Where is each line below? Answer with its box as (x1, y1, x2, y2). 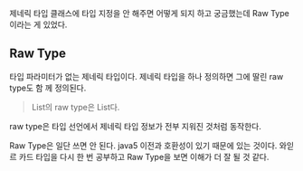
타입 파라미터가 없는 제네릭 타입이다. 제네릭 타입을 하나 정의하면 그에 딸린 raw (9, 71, 284, 81)
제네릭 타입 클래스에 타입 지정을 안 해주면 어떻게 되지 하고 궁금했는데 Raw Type (9, 8, 289, 18)
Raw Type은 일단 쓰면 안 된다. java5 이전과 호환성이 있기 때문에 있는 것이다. (9, 139, 278, 151)
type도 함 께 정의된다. (9, 82, 87, 93)
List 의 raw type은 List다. (31, 101, 120, 112)
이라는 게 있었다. (9, 19, 68, 30)
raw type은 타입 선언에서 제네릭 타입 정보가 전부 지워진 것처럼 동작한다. (9, 120, 262, 131)
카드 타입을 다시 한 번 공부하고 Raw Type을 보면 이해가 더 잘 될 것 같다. (18, 151, 270, 162)
